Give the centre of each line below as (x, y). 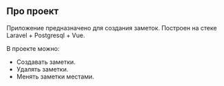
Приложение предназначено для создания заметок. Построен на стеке (112, 28)
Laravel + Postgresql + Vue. (46, 35)
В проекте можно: (33, 48)
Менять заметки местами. (55, 76)
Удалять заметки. (42, 69)
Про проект (33, 11)
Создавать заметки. (46, 62)
